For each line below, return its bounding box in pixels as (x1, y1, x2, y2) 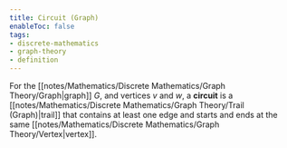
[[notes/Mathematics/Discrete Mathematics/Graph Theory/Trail (9, 100, 244, 110)
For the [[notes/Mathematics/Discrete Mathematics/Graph (9, 81, 226, 91)
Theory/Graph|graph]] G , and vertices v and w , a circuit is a (9, 90, 234, 101)
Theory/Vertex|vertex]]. (9, 129, 98, 139)
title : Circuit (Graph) (9, 13, 100, 23)
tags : (9, 30, 30, 39)
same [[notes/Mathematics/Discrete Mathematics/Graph (9, 119, 220, 130)
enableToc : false (9, 22, 75, 31)
